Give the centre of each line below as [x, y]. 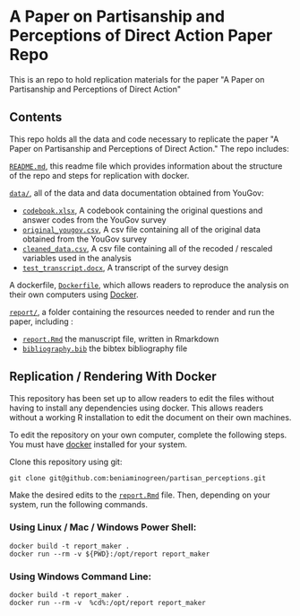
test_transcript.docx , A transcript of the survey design [125, 268]
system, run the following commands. [78, 504]
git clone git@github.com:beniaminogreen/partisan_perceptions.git [138, 478]
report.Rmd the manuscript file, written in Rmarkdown [120, 339]
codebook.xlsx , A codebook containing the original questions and [142, 210]
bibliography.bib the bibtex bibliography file [105, 348]
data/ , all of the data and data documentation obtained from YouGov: [137, 193]
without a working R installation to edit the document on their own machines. [150, 417]
